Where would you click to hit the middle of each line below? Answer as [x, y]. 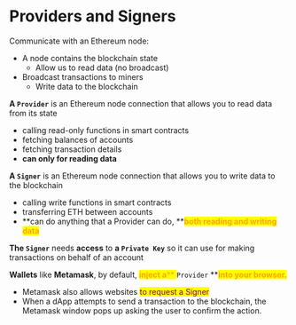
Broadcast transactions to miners [82, 76]
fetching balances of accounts [78, 139]
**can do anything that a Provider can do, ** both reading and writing [149, 221]
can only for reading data [69, 158]
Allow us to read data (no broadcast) [102, 67]
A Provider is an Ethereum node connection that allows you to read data [141, 103]
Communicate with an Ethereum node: [79, 41]
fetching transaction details [72, 149]
